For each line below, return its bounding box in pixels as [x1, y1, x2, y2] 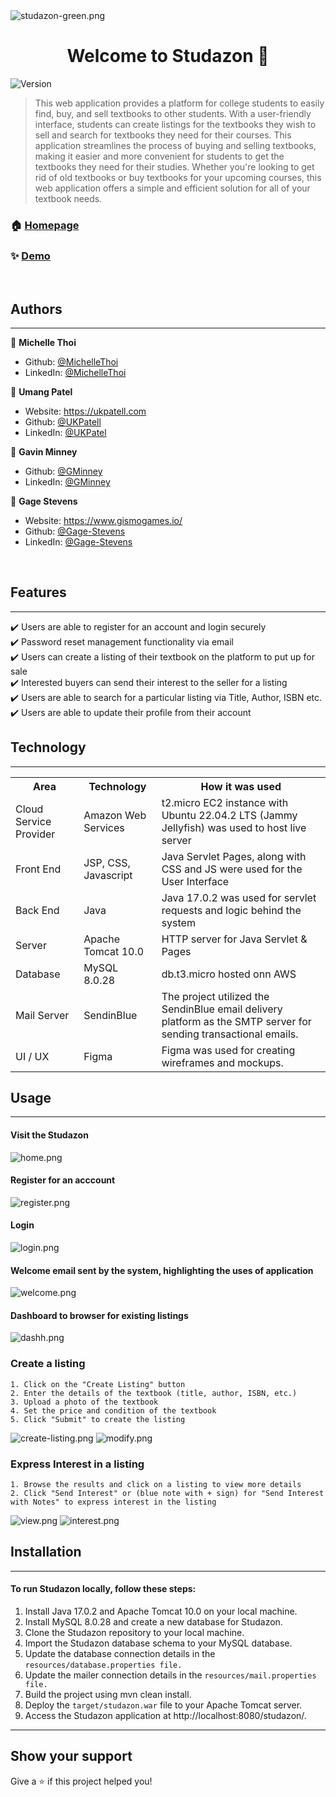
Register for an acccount [10, 1174, 116, 1186]
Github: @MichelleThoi [24, 355, 119, 368]
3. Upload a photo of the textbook [10, 1397, 159, 1407]
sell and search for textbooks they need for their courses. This [34, 129, 292, 141]
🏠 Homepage [10, 218, 80, 232]
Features [10, 584, 67, 601]
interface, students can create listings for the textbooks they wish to [34, 118, 317, 130]
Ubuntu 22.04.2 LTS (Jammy [161, 808, 298, 822]
